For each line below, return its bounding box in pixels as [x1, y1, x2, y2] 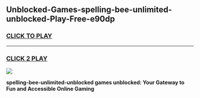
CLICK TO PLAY [6, 32, 52, 40]
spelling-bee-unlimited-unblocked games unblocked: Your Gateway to [6, 78, 185, 86]
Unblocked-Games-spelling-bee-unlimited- [6, 5, 173, 15]
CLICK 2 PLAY [6, 54, 48, 62]
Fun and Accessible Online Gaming [6, 85, 95, 92]
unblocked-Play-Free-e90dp [6, 14, 115, 24]
